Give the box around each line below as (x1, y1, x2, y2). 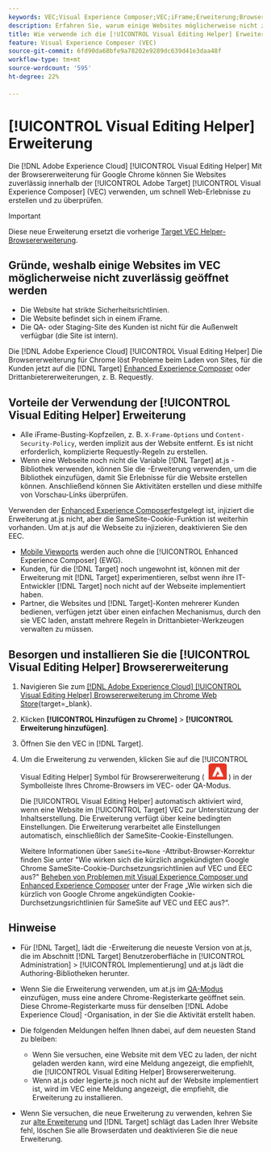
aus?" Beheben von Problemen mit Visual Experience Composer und (19, 872, 248, 881)
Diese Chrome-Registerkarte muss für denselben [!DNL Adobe (19, 1001, 228, 1011)
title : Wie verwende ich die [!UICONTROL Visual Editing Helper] (8, 30, 232, 38)
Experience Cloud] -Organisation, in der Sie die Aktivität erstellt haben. (19, 1010, 256, 1020)
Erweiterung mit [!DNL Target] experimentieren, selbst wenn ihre (19, 573, 235, 582)
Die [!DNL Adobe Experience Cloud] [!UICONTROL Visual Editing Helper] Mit (8, 161, 262, 170)
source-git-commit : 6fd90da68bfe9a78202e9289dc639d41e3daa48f (8, 47, 222, 56)
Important (8, 211, 41, 221)
